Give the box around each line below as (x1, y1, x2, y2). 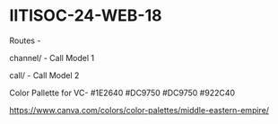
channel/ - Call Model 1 (9, 52, 95, 63)
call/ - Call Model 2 (9, 69, 80, 81)
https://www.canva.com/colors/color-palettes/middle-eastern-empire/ (9, 104, 270, 115)
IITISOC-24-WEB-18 (9, 5, 162, 26)
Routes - (9, 35, 41, 46)
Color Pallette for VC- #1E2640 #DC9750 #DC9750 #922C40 (9, 87, 236, 98)
